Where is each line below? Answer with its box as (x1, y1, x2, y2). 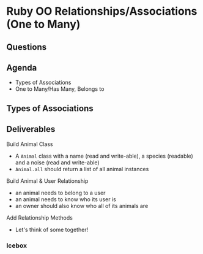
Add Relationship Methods (6, 214, 73, 221)
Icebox (6, 241, 28, 250)
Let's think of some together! (15, 226, 89, 233)
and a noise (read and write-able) (15, 158, 100, 166)
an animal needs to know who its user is (15, 195, 116, 203)
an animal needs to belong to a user (15, 189, 106, 196)
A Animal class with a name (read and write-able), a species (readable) (15, 152, 194, 160)
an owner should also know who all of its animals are (15, 202, 149, 209)
